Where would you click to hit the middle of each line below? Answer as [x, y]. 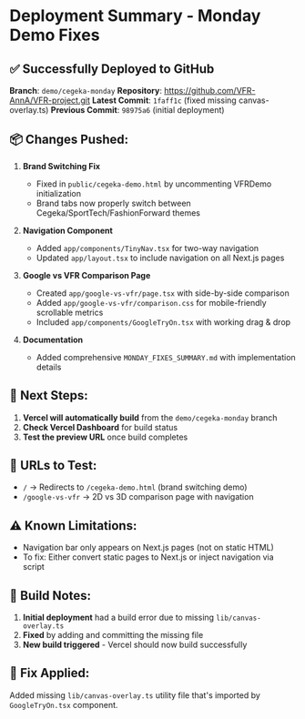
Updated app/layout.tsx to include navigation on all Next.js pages [160, 258]
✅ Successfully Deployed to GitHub [112, 69]
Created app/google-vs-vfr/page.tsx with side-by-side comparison [163, 293]
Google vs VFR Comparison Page [86, 275]
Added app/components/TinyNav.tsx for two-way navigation [147, 248]
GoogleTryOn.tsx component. [64, 704]
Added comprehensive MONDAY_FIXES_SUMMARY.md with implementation [166, 357]
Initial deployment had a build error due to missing [118, 618]
